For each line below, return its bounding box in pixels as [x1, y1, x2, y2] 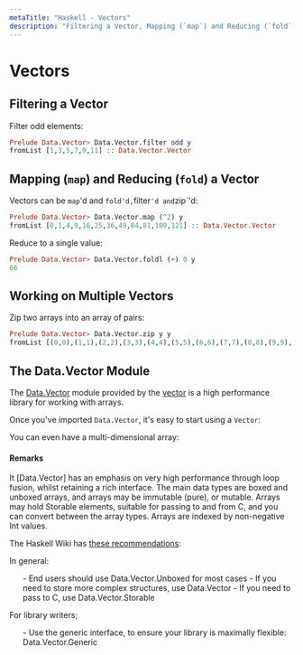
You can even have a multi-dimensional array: [9, 431, 179, 443]
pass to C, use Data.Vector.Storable [22, 593, 155, 604]
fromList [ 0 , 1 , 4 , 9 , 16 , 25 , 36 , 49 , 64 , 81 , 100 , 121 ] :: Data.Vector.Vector [9, 220, 277, 230]
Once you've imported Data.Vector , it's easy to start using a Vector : [9, 414, 262, 425]
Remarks [9, 453, 44, 463]
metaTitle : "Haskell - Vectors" [9, 13, 131, 23]
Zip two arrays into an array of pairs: [9, 313, 145, 323]
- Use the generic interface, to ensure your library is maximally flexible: [22, 627, 287, 638]
